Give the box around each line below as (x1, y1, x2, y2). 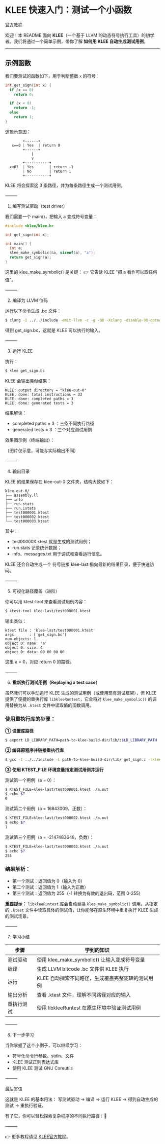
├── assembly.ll (5, 493, 38, 498)
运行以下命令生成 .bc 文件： (5, 308, 61, 314)
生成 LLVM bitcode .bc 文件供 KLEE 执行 (36, 965, 129, 972)
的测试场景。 (5, 913, 31, 919)
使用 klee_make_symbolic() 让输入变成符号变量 (36, 956, 145, 963)
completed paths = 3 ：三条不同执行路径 (12, 420, 95, 426)
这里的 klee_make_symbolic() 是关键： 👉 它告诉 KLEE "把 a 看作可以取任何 (5, 269, 157, 275)
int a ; (9, 246, 23, 251)
